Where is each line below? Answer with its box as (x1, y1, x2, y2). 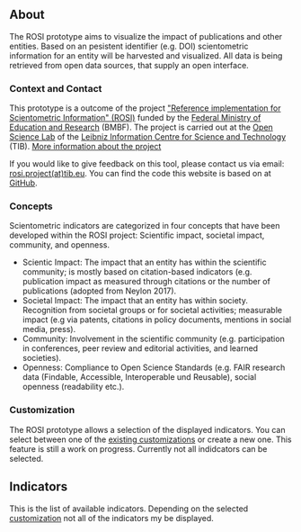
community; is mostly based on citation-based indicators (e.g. (22, 266, 252, 277)
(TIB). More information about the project (9, 141, 162, 152)
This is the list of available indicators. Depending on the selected (9, 503, 249, 514)
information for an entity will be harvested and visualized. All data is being (9, 50, 283, 61)
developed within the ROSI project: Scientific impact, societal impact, (9, 230, 265, 241)
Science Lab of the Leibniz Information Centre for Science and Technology (9, 131, 287, 142)
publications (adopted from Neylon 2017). (22, 285, 177, 296)
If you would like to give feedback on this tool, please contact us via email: (9, 158, 285, 169)
